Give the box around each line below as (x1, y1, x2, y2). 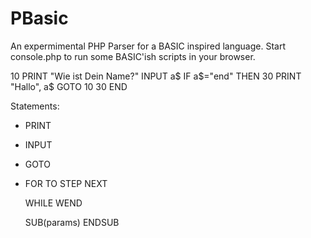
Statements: (10, 100, 60, 112)
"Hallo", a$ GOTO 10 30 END (10, 80, 128, 92)
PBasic (10, 7, 69, 30)
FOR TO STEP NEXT (24, 177, 108, 189)
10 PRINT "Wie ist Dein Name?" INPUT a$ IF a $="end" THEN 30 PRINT (10, 70, 302, 82)
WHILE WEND (24, 197, 83, 209)
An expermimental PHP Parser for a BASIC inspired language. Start (10, 40, 286, 52)
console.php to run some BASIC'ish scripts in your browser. (10, 50, 256, 62)
